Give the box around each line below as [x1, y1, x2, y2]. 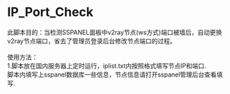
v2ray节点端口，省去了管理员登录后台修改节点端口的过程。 [7, 36, 176, 45]
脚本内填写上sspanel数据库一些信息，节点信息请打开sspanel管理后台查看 [7, 70, 217, 79]
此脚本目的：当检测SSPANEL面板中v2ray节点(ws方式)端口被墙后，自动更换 [7, 28, 222, 36]
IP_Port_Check [7, 4, 94, 20]
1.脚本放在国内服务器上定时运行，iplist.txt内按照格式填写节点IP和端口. [7, 61, 207, 70]
